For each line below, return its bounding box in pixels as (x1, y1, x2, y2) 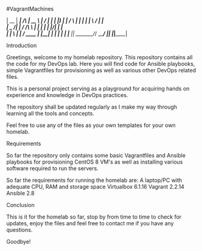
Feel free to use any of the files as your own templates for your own (6, 122, 176, 129)
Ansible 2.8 (6, 189, 35, 197)
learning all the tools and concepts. (6, 110, 94, 117)
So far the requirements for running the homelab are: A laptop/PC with (6, 176, 183, 184)
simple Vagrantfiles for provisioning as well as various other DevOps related (6, 67, 197, 74)
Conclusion (6, 202, 35, 208)
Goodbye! (6, 238, 31, 245)
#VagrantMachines (6, 5, 54, 12)
